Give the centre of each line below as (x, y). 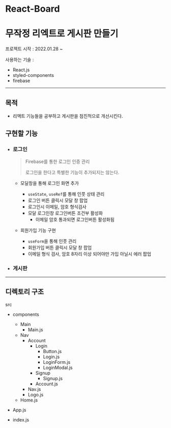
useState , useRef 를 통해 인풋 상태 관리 (66, 194)
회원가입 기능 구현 (38, 230)
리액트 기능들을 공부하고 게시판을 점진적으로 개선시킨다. (68, 116)
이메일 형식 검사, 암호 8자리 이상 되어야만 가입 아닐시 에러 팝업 (90, 254)
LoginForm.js (57, 362)
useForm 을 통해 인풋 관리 (52, 241)
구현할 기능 (22, 134)
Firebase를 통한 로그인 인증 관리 (58, 162)
